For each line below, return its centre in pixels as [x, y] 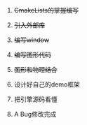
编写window [32, 40]
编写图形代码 [32, 55]
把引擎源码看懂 [35, 99]
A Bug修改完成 [35, 114]
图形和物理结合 [35, 69]
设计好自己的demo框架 [47, 84]
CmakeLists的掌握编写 [46, 10]
